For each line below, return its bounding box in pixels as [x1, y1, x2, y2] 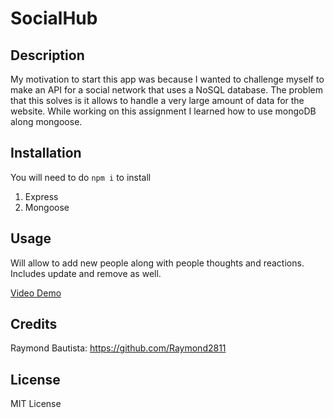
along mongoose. [10, 116, 83, 127]
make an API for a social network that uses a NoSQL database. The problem [10, 84, 323, 96]
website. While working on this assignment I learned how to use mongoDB [10, 105, 317, 117]
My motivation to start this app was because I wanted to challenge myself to [10, 73, 325, 85]
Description [10, 47, 85, 64]
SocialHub [10, 7, 98, 30]
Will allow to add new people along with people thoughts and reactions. [10, 257, 305, 269]
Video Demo [10, 287, 62, 299]
